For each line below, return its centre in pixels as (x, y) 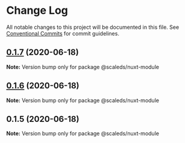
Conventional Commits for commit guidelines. (63, 33)
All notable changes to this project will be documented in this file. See (93, 27)
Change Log (37, 11)
